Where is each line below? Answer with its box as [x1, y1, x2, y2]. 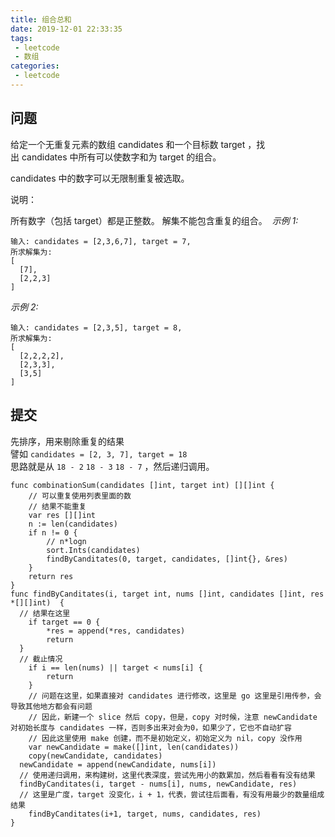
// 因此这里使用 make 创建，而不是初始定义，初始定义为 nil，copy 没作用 [28, 733, 303, 743]
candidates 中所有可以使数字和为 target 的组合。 [21, 151, 222, 163]
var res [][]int [28, 510, 97, 520]
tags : [10, 33, 33, 43]
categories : [10, 61, 60, 71]
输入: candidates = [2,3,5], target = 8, [10, 322, 183, 333]
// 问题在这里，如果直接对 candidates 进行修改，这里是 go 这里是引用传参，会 [28, 691, 322, 701]
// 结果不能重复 [28, 501, 87, 511]
